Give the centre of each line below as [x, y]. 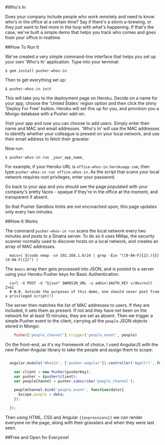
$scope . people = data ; [41, 395]
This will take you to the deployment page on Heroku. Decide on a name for [82, 98]
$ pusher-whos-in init [28, 89]
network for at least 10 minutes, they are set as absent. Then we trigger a [79, 316]
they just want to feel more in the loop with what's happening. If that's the [80, 27]
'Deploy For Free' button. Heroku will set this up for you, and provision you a [82, 108]
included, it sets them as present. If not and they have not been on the [76, 310]
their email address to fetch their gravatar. [47, 139]
